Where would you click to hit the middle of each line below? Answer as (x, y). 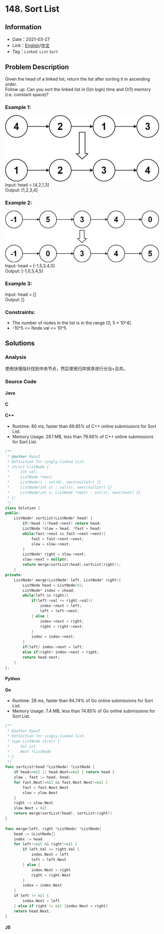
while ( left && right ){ (46, 596)
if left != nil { (31, 896)
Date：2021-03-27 (31, 39)
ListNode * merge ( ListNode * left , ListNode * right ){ (67, 580)
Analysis (16, 357)
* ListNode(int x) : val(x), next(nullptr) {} (60, 488)
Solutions (20, 343)
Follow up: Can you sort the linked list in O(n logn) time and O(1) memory (78, 89)
